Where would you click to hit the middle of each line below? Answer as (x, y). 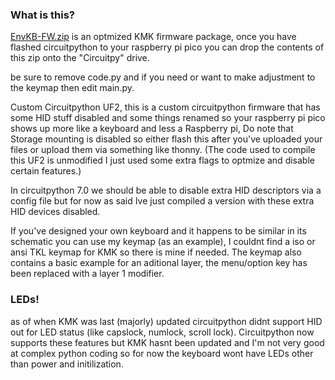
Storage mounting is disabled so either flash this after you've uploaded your (166, 139)
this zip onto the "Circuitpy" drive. (80, 58)
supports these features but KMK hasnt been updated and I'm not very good (167, 342)
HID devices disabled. (55, 212)
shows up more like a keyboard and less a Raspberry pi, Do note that (152, 129)
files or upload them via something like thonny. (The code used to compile (163, 150)
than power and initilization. (67, 364)
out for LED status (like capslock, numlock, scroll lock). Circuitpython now (162, 332)
